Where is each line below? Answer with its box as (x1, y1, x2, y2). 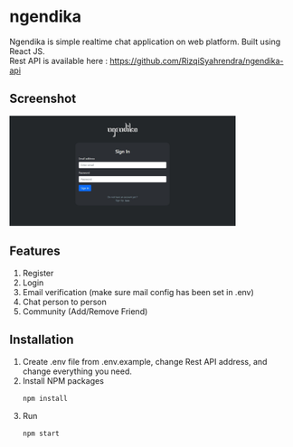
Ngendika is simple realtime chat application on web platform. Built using (9, 36, 281, 47)
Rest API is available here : (9, 55, 109, 66)
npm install (22, 394, 68, 403)
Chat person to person (22, 296, 107, 307)
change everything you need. (22, 366, 133, 377)
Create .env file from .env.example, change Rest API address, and (22, 356, 268, 367)
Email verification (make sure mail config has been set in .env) (22, 286, 255, 297)
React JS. (9, 45, 45, 56)
